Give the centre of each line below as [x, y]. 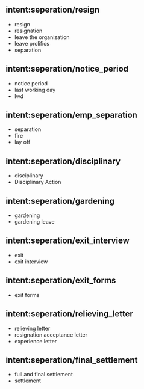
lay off [22, 142]
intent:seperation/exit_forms [61, 280]
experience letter [36, 341]
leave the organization [42, 37]
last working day [35, 90]
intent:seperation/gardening [60, 201]
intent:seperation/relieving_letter [70, 314]
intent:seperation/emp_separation [72, 115]
